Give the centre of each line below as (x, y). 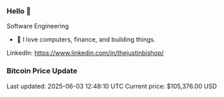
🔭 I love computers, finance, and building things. (86, 39)
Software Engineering (38, 26)
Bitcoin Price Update (42, 71)
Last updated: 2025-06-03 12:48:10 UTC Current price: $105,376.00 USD (112, 86)
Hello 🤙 (19, 11)
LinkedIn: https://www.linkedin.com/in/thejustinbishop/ (85, 53)
